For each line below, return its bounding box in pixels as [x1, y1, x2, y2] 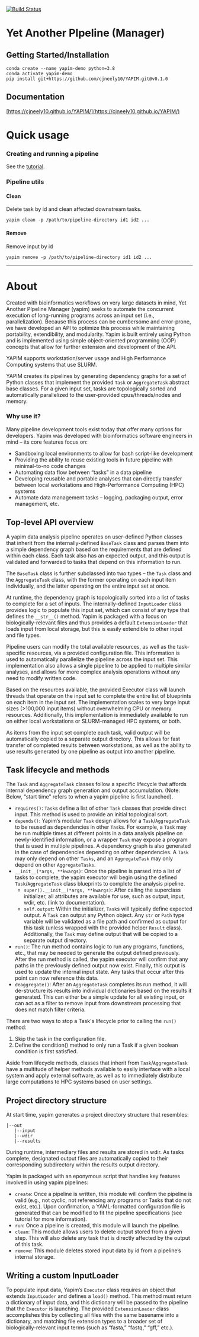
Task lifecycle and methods [6, 765, 110, 775]
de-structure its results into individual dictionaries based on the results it [14, 987, 192, 995]
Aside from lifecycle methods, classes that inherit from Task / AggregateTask [6, 1059, 188, 1066]
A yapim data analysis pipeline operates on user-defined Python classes [6, 533, 182, 540]
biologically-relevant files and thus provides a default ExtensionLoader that [6, 619, 188, 626]
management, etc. [14, 500, 59, 507]
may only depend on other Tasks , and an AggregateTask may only [14, 855, 174, 862]
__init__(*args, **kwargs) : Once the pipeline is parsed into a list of [14, 868, 181, 875]
